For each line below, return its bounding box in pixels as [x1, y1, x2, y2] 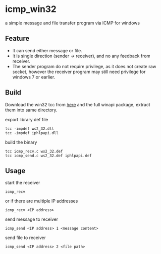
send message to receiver [5, 216, 58, 222]
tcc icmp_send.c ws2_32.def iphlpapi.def [5, 153, 92, 158]
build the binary [5, 139, 37, 145]
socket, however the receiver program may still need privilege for [12, 69, 146, 75]
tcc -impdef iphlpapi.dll [5, 130, 58, 135]
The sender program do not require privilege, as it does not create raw [12, 63, 157, 69]
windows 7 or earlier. [12, 74, 55, 80]
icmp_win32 [5, 3, 57, 15]
